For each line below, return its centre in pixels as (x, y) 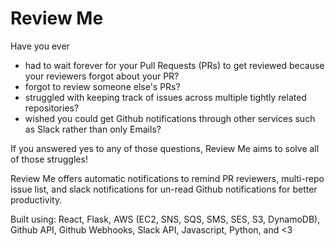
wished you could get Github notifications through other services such (170, 118)
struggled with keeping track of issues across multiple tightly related (165, 97)
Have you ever (40, 46)
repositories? (52, 108)
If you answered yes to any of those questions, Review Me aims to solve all (165, 148)
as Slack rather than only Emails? (93, 129)
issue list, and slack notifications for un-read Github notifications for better (164, 189)
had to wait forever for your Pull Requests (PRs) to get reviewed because (174, 65)
